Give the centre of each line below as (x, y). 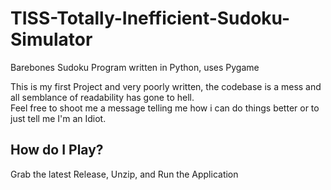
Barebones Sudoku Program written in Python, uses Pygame (135, 67)
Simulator (51, 39)
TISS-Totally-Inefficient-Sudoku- (150, 18)
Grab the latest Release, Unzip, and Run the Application (124, 174)
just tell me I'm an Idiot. (58, 118)
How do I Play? (57, 150)
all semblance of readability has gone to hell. (102, 97)
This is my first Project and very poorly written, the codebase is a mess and (166, 86)
